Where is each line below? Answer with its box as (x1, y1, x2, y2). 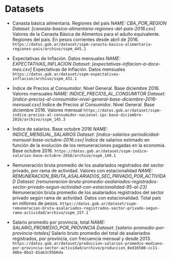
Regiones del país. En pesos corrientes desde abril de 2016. (12, 36, 139, 43)
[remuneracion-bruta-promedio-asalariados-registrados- (36, 178, 159, 185)
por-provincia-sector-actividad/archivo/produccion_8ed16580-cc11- (12, 245, 160, 250)
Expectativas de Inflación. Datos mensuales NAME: (12, 55, 121, 62)
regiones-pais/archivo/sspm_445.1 (12, 46, 86, 51)
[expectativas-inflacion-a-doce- (91, 61, 161, 67)
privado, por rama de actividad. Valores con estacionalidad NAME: (12, 167, 153, 173)
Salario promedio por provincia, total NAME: (12, 219, 106, 225)
